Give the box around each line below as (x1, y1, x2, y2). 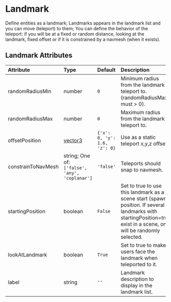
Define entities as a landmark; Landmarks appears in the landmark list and (5, 20, 161, 26)
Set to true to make (120, 241, 166, 248)
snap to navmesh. (120, 166, 163, 173)
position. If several (120, 201, 164, 208)
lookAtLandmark (8, 251, 47, 258)
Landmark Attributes (5, 51, 73, 60)
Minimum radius (120, 75, 159, 82)
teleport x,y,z (120, 140, 152, 147)
